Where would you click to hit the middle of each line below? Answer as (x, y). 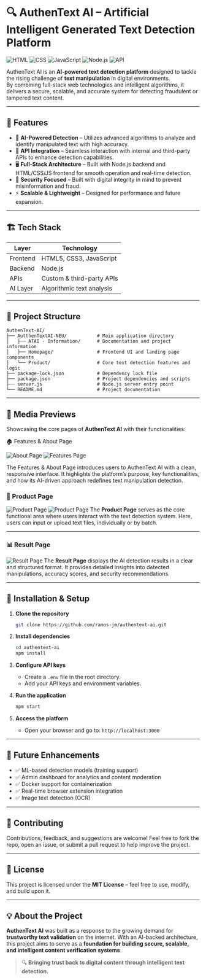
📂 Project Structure (44, 317)
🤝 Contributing (35, 823)
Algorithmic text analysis (77, 288)
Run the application (40, 696)
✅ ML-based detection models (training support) (77, 770)
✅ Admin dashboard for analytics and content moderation (88, 777)
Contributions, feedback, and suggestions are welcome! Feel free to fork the (103, 838)
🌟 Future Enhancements (53, 756)
